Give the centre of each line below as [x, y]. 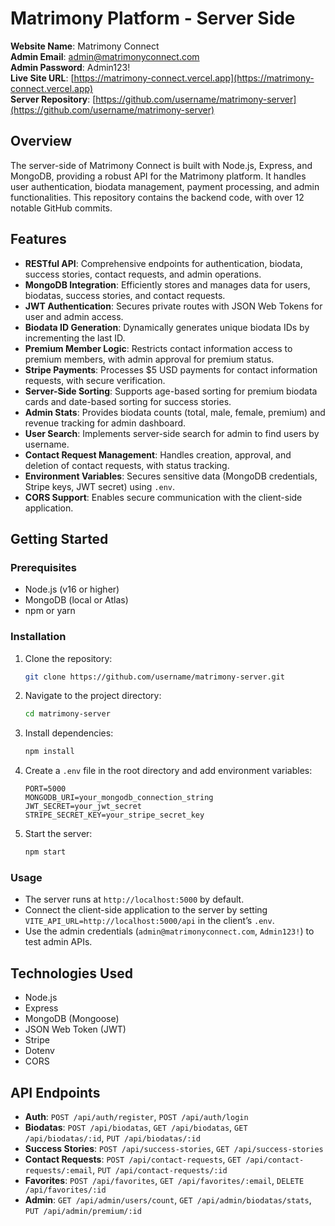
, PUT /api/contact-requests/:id [160, 1169]
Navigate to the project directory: [93, 696]
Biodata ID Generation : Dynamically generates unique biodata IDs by [167, 327]
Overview [41, 141]
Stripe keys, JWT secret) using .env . [99, 486]
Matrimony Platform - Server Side [153, 18]
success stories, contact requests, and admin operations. [143, 274]
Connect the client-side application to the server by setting [146, 910]
